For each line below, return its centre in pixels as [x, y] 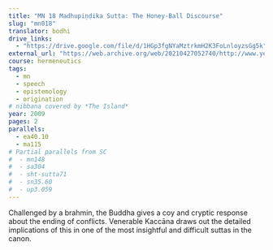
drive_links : [30, 39]
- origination [39, 99]
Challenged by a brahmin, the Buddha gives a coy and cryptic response [128, 213]
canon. [20, 238]
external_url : [32, 54]
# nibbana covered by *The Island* [69, 106]
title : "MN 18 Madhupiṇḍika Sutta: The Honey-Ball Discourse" [116, 16]
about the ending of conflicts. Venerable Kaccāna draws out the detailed [130, 221]
